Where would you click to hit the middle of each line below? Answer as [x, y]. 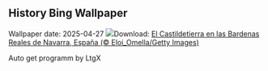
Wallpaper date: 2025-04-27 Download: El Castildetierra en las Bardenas [134, 33]
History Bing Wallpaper [68, 13]
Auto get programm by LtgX [55, 58]
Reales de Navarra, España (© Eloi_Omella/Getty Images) [104, 42]
